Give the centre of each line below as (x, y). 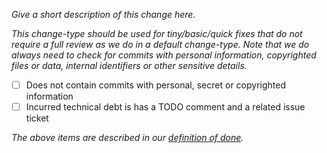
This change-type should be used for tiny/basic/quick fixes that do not (157, 33)
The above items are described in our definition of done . (127, 138)
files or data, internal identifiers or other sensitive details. (129, 65)
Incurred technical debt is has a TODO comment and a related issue (165, 107)
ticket (37, 118)
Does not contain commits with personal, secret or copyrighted (156, 85)
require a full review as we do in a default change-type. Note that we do (160, 44)
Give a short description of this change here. (103, 14)
